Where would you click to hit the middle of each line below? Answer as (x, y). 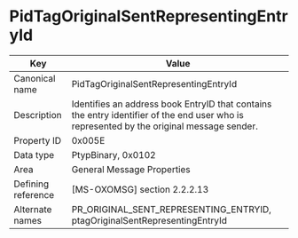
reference (34, 194)
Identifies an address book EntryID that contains (172, 104)
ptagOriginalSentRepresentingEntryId (149, 220)
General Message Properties (131, 169)
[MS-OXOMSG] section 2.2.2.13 (140, 189)
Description (38, 115)
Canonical (35, 78)
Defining (31, 184)
